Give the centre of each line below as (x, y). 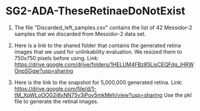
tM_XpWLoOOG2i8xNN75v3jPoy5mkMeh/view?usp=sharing (88, 95)
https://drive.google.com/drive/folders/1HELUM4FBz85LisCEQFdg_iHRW (104, 64)
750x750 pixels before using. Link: (56, 58)
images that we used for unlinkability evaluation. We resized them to (98, 51)
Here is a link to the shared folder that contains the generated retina (98, 45)
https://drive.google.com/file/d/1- (55, 88)
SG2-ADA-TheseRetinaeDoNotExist (96, 11)
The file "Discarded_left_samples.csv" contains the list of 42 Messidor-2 (103, 27)
